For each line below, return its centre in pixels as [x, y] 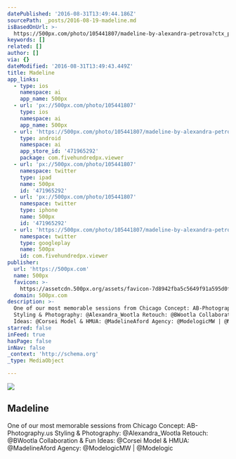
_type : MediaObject [36, 361]
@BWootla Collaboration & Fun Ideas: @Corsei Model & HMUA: [98, 440]
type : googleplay [45, 243]
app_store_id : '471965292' [59, 151]
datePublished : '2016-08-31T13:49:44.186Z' [72, 14]
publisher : [23, 263]
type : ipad [36, 177]
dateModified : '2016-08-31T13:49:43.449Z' [70, 66]
